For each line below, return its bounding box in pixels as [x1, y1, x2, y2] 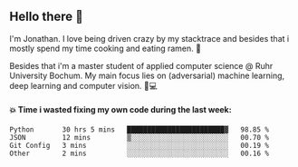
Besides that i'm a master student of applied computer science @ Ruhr [9, 60, 274, 71]
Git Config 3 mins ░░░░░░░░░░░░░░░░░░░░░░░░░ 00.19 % [9, 142, 270, 151]
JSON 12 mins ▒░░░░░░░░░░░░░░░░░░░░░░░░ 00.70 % [9, 133, 270, 142]
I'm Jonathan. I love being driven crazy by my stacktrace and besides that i [9, 33, 290, 44]
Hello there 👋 [9, 9, 84, 25]
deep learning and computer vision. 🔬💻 [9, 80, 159, 91]
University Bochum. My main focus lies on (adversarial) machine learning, [9, 70, 285, 81]
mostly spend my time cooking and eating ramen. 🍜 [9, 43, 202, 54]
